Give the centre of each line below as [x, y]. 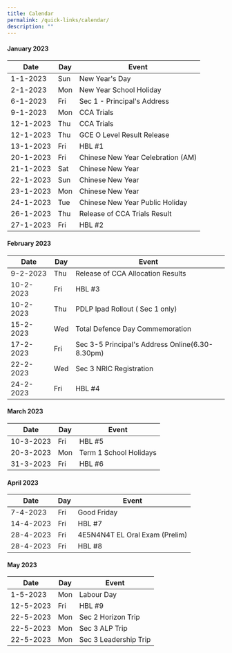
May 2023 [22, 564]
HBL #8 [90, 546]
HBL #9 [91, 606]
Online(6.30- [191, 344]
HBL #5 [91, 441]
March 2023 [25, 411]
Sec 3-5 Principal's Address [122, 344]
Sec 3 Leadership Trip [115, 640]
